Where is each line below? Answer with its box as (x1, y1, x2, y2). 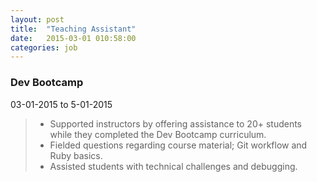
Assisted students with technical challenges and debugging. (49, 160, 298, 172)
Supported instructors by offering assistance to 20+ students (49, 117, 303, 130)
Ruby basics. (49, 149, 103, 161)
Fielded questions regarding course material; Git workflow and (49, 139, 308, 151)
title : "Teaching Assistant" (10, 24, 137, 34)
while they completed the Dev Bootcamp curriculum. (49, 128, 267, 140)
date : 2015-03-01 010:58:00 (10, 33, 137, 43)
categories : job (10, 42, 78, 53)
